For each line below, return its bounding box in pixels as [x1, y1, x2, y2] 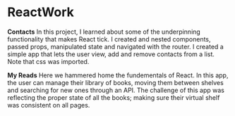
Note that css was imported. [7, 57, 90, 65]
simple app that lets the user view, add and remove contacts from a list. [7, 50, 215, 58]
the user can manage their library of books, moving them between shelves [7, 78, 224, 86]
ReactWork [7, 4, 74, 20]
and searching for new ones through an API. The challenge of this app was [7, 86, 224, 94]
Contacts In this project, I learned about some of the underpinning [7, 27, 201, 36]
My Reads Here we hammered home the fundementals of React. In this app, [7, 71, 229, 79]
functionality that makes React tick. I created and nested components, [7, 34, 211, 43]
